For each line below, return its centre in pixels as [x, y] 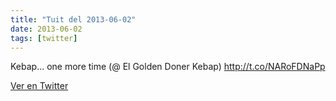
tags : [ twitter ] [44, 38]
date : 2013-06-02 [46, 29]
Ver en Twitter [39, 86]
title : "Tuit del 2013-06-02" [73, 19]
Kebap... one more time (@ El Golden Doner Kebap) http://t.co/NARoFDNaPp [168, 67]
